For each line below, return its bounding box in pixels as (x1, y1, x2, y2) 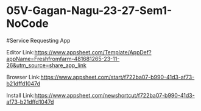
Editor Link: (6, 48, 35, 56)
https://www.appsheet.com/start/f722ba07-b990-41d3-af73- (40, 73, 195, 81)
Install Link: (6, 91, 35, 99)
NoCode (6, 16, 49, 30)
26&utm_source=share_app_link (6, 62, 86, 69)
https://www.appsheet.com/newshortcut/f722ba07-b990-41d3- (34, 91, 195, 99)
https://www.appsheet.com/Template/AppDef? (34, 48, 152, 56)
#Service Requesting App (6, 37, 71, 44)
